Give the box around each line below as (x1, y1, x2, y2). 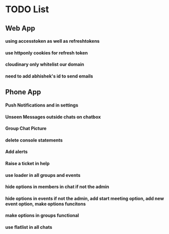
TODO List (5, 4, 49, 15)
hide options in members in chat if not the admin (5, 184, 110, 190)
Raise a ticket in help (5, 160, 50, 166)
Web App (5, 24, 36, 33)
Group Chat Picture (5, 125, 47, 132)
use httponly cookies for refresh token (5, 49, 88, 56)
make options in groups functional (5, 213, 79, 219)
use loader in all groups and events (5, 172, 81, 178)
